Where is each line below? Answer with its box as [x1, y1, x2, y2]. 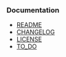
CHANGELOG [16, 28, 56, 36]
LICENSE [16, 35, 43, 43]
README [16, 21, 43, 29]
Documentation [6, 5, 60, 15]
